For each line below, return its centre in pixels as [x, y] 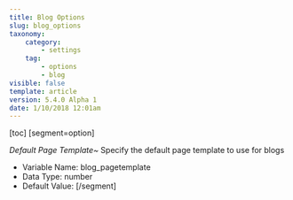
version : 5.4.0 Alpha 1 [53, 100]
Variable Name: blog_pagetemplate [86, 167]
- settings [61, 50]
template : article [43, 91]
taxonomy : [28, 34]
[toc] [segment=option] [52, 133]
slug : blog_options [45, 26]
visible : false [37, 83]
